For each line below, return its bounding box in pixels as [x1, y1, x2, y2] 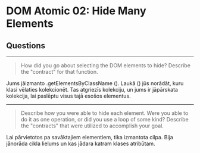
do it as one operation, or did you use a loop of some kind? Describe [20, 116, 189, 123]
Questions [6, 40, 46, 51]
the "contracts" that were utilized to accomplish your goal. [20, 122, 164, 129]
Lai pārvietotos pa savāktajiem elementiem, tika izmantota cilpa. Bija [6, 134, 174, 140]
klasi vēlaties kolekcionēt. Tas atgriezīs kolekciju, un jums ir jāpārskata [6, 86, 179, 93]
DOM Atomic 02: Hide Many [6, 4, 147, 18]
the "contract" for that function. [20, 68, 98, 75]
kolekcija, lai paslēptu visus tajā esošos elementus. [6, 92, 131, 99]
